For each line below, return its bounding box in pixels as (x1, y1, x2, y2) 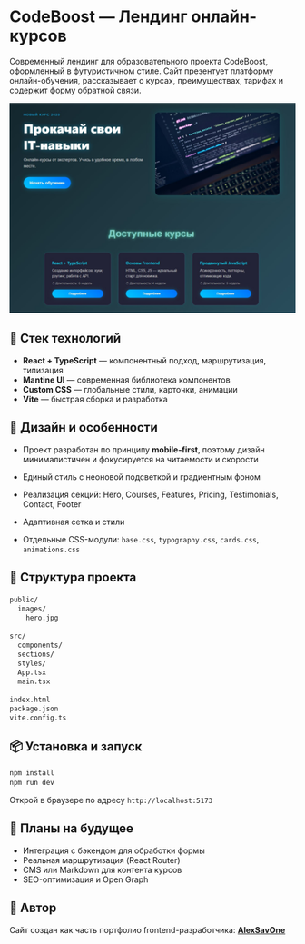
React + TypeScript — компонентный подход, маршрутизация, (22, 354, 267, 365)
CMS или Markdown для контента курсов (22, 864, 182, 875)
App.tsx (17, 668, 47, 677)
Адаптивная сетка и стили (22, 516, 125, 527)
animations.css (22, 545, 81, 554)
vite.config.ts (9, 713, 67, 722)
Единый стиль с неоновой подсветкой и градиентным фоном (22, 471, 261, 482)
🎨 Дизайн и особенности (9, 420, 158, 435)
